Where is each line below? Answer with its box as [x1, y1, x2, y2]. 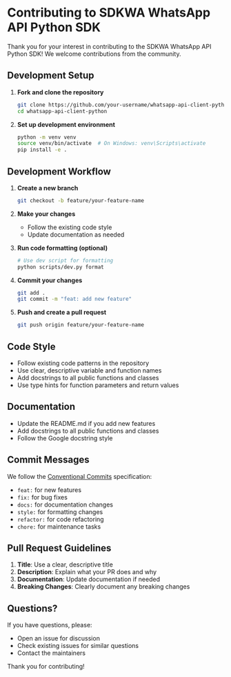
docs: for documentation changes [17, 500, 114, 509]
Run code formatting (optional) [17, 244, 108, 252]
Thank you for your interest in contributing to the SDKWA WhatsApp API [7, 42, 212, 50]
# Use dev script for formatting [17, 257, 114, 264]
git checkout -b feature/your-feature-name [17, 197, 145, 204]
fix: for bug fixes [17, 493, 68, 501]
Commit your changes [17, 276, 83, 284]
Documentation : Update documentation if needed [17, 575, 161, 584]
